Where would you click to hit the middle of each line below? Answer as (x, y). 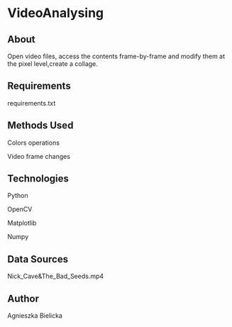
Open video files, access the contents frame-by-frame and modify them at (116, 56)
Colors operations (34, 143)
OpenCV (20, 209)
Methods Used (40, 126)
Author (23, 298)
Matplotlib (22, 223)
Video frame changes (39, 156)
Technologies (38, 179)
